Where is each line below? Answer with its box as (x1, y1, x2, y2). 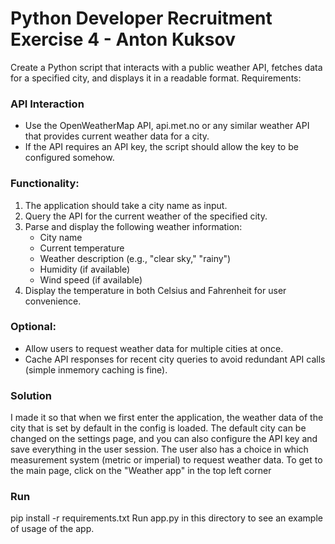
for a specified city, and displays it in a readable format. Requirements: (10, 72, 302, 84)
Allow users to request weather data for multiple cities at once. (24, 342, 284, 354)
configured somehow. (24, 152, 115, 164)
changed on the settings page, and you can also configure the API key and (10, 433, 318, 445)
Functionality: (10, 177, 80, 191)
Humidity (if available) (39, 263, 131, 275)
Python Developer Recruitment (10, 7, 273, 30)
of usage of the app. (10, 523, 95, 535)
